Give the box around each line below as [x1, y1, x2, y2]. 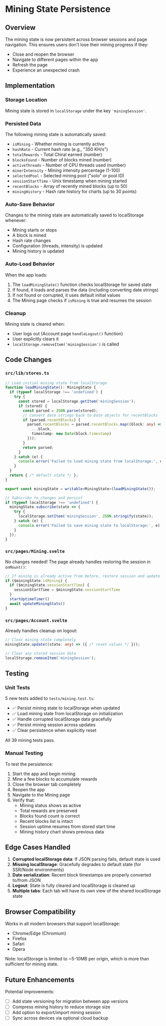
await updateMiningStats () [9, 601, 65, 606]
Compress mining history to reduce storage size [12, 1004, 110, 1010]
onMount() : [5, 564, 27, 570]
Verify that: [12, 797, 36, 803]
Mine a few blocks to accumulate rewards [12, 776, 97, 782]
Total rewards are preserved [19, 807, 78, 813]
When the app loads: [5, 272, 48, 278]
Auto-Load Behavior [5, 261, 55, 268]
